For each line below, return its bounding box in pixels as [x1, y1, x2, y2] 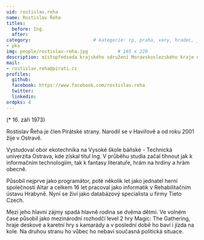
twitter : [12, 88, 34, 94]
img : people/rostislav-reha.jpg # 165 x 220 [6, 49, 148, 55]
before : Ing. [12, 26, 45, 32]
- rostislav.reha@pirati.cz [6, 65, 78, 72]
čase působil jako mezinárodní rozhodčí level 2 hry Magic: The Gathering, [6, 214, 191, 222]
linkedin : [12, 94, 36, 100]
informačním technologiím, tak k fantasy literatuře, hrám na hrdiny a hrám [6, 159, 190, 166]
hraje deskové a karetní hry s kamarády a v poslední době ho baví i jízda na [6, 221, 194, 228]
